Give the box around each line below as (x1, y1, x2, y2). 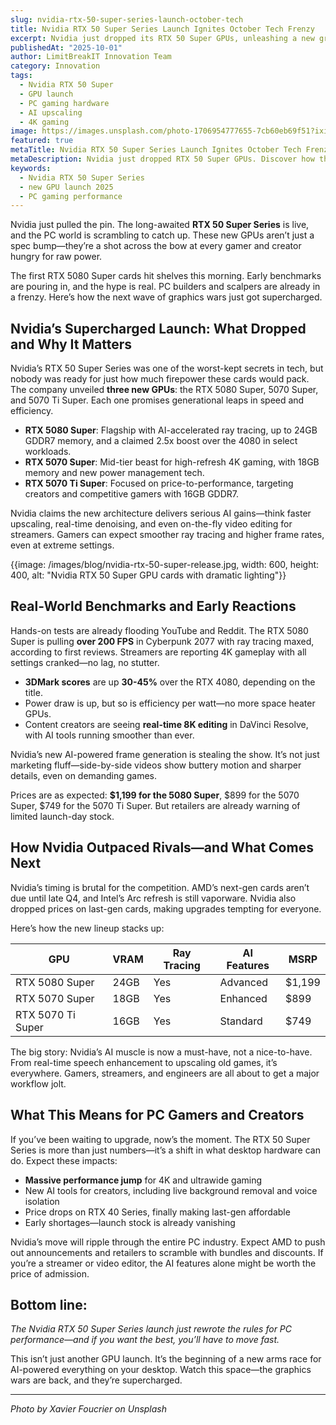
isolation (24, 1195, 60, 1207)
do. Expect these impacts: (10, 1154, 118, 1166)
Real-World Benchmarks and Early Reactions (10, 598, 297, 615)
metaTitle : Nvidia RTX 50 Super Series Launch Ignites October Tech (10, 145, 302, 155)
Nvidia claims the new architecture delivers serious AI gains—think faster (10, 507, 312, 520)
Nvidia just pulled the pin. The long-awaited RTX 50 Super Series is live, (10, 219, 310, 231)
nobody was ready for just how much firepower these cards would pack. (10, 373, 310, 385)
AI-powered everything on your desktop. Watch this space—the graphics (10, 1364, 312, 1376)
